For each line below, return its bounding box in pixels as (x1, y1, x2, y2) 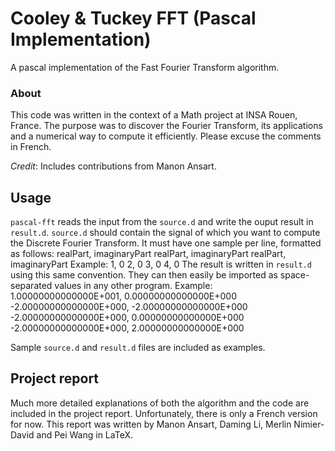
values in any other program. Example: (54, 280, 213, 292)
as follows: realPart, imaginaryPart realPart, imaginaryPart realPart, (10, 248, 287, 260)
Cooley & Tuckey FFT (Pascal (10, 7, 257, 30)
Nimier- (293, 418, 325, 430)
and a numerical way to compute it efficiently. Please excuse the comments (10, 130, 322, 142)
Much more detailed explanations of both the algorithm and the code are (10, 397, 310, 409)
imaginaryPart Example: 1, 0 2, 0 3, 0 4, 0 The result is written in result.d (10, 258, 312, 271)
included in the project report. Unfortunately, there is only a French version (10, 407, 318, 419)
